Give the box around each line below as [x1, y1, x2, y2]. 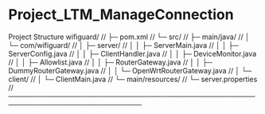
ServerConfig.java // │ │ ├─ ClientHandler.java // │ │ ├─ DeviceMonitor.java [8, 49, 257, 58]
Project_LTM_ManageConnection [8, 6, 234, 24]
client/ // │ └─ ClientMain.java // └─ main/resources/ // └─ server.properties [8, 74, 258, 84]
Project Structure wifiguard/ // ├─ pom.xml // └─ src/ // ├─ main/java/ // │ [8, 32, 250, 41]
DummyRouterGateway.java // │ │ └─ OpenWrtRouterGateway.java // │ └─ [8, 65, 252, 75]
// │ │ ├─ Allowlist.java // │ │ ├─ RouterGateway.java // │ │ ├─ [8, 57, 213, 67]
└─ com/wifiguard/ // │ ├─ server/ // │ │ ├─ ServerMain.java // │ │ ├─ [8, 40, 239, 49]
